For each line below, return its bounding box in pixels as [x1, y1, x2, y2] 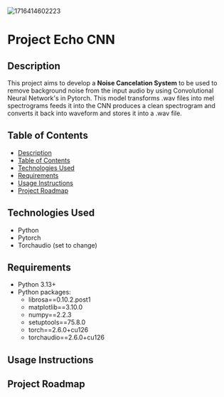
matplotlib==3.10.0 [28, 303, 83, 312]
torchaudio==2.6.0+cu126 [28, 333, 105, 342]
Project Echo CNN [7, 32, 115, 48]
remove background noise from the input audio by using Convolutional [7, 86, 214, 95]
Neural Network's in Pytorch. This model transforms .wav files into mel [7, 94, 215, 102]
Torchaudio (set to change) [17, 240, 97, 249]
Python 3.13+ [17, 280, 57, 289]
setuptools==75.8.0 [28, 318, 86, 327]
